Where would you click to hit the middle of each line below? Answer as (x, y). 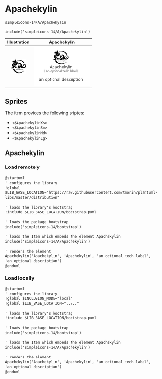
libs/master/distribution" (32, 197)
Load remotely (23, 167)
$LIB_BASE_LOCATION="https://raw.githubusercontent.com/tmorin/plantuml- (81, 192)
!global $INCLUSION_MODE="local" (39, 298)
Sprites (16, 101)
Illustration (18, 42)
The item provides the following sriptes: (45, 113)
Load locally (20, 278)
